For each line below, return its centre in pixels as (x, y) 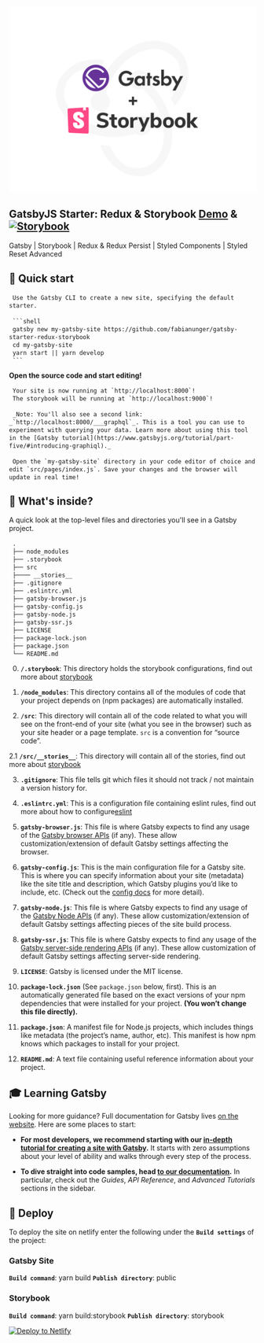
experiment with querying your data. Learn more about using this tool (128, 430)
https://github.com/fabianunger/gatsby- (171, 329)
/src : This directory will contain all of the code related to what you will (134, 716)
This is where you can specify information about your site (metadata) (132, 876)
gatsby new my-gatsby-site (57, 329)
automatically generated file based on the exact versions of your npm (133, 995)
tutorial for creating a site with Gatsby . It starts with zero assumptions (135, 1148)
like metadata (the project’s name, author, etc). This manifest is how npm (138, 1035)
